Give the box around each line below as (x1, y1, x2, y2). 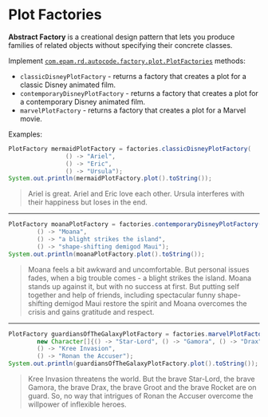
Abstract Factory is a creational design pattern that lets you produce (8, 32, 235, 42)
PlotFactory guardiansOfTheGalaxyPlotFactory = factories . (8, 330, 209, 338)
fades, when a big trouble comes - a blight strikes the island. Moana (27, 273, 252, 283)
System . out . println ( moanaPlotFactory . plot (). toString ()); (8, 250, 205, 258)
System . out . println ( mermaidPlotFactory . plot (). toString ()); (8, 174, 213, 183)
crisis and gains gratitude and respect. (27, 307, 155, 316)
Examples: (8, 129, 42, 139)
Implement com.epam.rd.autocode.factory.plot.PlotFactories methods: (8, 56, 246, 66)
